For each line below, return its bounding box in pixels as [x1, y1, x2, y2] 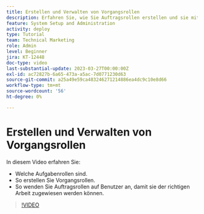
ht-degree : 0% [6, 94, 42, 100]
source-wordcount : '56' [6, 88, 67, 94]
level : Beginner [6, 49, 47, 55]
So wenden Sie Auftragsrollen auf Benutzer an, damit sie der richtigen [15, 183, 190, 190]
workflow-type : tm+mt [6, 83, 61, 89]
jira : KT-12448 [6, 54, 45, 60]
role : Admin [6, 43, 36, 49]
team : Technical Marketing [6, 37, 75, 43]
